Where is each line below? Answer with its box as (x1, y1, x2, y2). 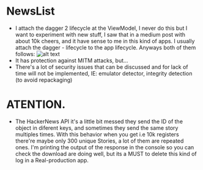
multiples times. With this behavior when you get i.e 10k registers (15, 130, 179, 138)
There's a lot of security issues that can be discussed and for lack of (15, 63, 188, 71)
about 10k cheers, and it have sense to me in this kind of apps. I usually (15, 37, 195, 44)
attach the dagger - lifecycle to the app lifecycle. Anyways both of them (15, 44, 196, 51)
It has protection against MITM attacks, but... (15, 57, 128, 64)
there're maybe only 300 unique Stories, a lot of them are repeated (15, 137, 184, 144)
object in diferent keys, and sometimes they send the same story (15, 124, 179, 132)
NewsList (6, 4, 55, 18)
